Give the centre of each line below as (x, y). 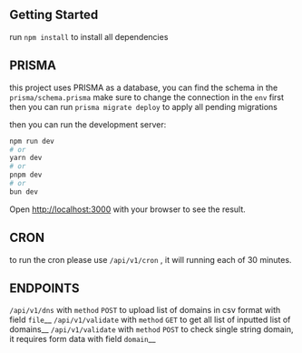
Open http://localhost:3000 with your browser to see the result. (128, 209)
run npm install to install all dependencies (89, 36)
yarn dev (26, 158)
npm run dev (32, 141)
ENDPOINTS (44, 288)
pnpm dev (26, 175)
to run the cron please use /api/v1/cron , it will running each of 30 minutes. (151, 259)
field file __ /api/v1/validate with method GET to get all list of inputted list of (150, 320)
